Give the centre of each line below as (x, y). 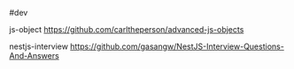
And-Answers (34, 55)
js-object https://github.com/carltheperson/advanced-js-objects (127, 29)
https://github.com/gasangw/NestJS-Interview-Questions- (178, 46)
